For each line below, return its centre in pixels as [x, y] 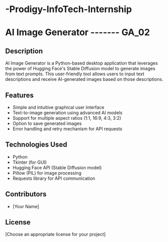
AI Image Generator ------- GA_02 [78, 33]
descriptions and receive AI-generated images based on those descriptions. [84, 79]
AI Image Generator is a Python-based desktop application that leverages [81, 63]
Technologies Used [36, 145]
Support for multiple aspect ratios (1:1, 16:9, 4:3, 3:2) [67, 118]
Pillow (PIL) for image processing [47, 173]
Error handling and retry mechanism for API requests [67, 129]
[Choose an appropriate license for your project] [55, 234]
